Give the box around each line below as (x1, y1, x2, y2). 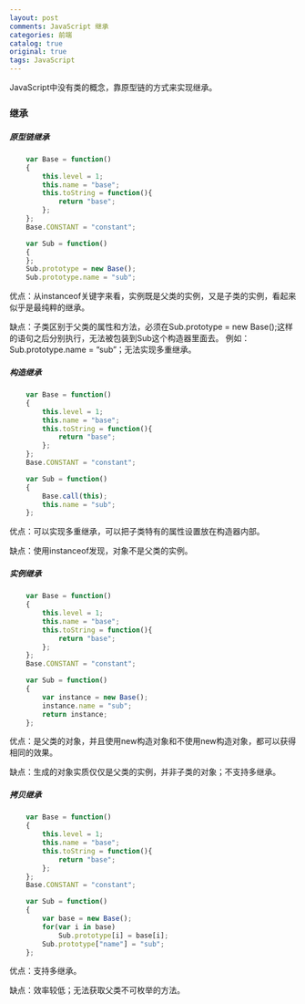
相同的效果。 (9, 747, 57, 758)
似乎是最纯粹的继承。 (9, 302, 89, 313)
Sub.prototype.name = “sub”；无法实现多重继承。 (9, 344, 197, 356)
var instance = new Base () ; (42, 692, 148, 702)
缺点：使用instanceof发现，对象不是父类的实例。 (9, 545, 193, 556)
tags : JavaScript (9, 56, 76, 65)
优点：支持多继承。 (9, 966, 82, 977)
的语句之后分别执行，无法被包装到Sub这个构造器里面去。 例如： (9, 333, 250, 344)
